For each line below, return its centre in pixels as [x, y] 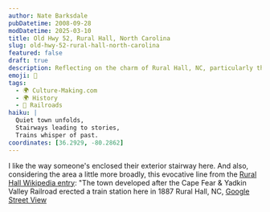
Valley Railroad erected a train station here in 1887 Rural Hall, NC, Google [129, 191]
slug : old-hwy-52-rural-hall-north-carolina [84, 46]
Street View [27, 200]
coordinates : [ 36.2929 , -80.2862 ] [66, 143]
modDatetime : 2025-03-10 [50, 31]
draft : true [28, 61]
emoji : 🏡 [23, 75]
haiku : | [23, 113]
